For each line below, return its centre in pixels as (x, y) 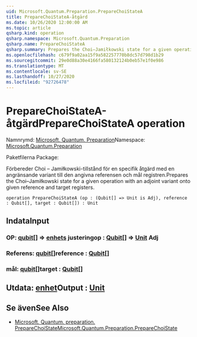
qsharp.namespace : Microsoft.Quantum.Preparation (68, 39)
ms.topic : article (28, 28)
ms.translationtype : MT (35, 66)
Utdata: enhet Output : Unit (55, 288)
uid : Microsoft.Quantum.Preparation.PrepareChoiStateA (74, 11)
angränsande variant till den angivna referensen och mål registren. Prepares (97, 175)
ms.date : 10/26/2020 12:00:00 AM (47, 22)
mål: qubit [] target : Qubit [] (45, 269)
